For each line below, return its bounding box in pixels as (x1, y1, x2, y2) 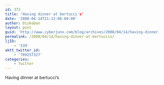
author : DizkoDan (5, 20, 41, 26)
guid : (5, 30, 16, 34)
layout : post (5, 25, 32, 30)
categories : (5, 57, 29, 62)
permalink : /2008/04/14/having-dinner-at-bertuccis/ (5, 34, 115, 39)
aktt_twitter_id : (5, 48, 41, 52)
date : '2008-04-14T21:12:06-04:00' (5, 16, 78, 21)
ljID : (5, 39, 16, 44)
